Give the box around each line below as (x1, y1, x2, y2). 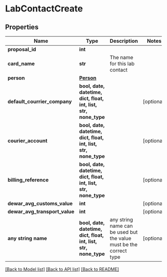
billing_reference (7, 177, 49, 183)
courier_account (7, 137, 48, 144)
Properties (5, 23, 39, 31)
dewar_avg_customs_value (7, 200, 73, 207)
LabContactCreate (5, 3, 83, 14)
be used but (109, 229, 138, 235)
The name (109, 54, 133, 61)
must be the (109, 241, 138, 248)
